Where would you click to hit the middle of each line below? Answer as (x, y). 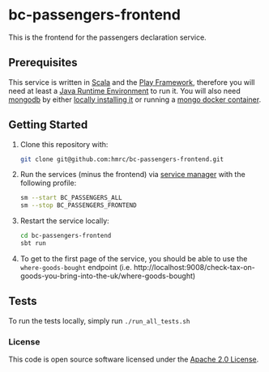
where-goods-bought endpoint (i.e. (76, 267)
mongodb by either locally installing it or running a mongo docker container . (135, 99)
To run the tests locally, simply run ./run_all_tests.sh (99, 320)
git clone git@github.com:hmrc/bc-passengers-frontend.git (122, 159)
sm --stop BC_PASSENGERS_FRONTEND (78, 205)
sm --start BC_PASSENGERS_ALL (71, 198)
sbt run (33, 243)
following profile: (48, 183)
